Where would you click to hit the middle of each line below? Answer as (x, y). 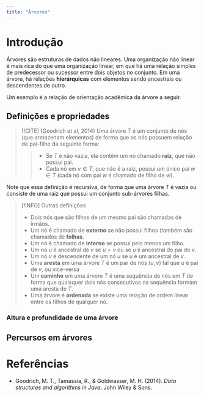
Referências (38, 364)
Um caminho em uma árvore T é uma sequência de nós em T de (112, 276)
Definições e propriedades (58, 116)
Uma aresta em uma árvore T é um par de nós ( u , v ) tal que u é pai (114, 263)
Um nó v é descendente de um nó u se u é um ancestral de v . (108, 256)
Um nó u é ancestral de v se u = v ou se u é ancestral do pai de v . (113, 250)
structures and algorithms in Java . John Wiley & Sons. (84, 387)
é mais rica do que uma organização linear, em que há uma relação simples (101, 65)
